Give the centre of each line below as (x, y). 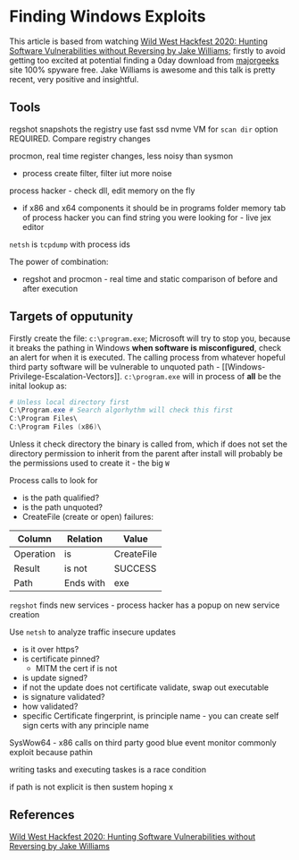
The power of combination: (59, 261)
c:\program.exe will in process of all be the (203, 376)
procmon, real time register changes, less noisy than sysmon (121, 156)
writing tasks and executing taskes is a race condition (108, 770)
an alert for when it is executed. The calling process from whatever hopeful (147, 357)
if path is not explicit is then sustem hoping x (91, 787)
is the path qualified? (61, 498)
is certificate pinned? (61, 659)
